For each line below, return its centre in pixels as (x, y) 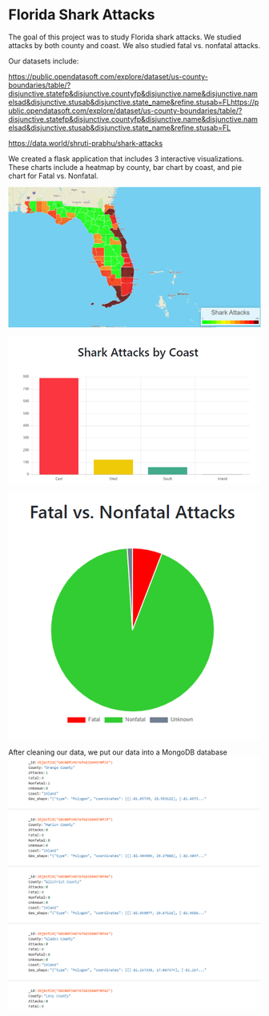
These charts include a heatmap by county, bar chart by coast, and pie (125, 167)
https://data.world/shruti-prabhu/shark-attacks (86, 143)
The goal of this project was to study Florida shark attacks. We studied (125, 37)
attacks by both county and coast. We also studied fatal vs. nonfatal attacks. (134, 45)
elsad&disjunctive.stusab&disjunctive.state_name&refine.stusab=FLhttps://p (134, 102)
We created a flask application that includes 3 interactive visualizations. (126, 159)
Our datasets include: (44, 61)
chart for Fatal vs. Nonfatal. (53, 176)
